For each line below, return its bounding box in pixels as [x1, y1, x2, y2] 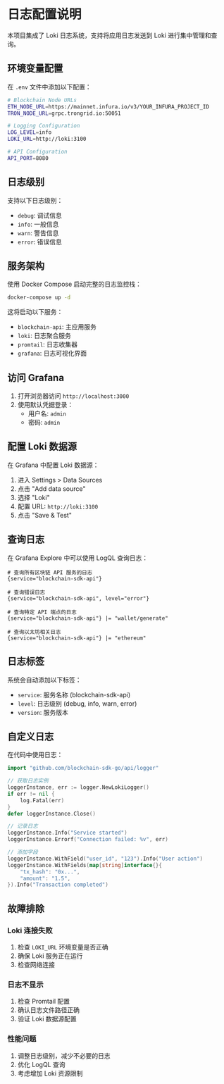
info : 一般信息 [17, 220, 59, 228]
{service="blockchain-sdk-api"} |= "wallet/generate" [7, 614, 169, 622]
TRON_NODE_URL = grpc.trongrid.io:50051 [7, 110, 121, 117]
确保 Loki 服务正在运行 [17, 952, 83, 960]
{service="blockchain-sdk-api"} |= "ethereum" [7, 635, 147, 642]
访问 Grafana [7, 371, 65, 384]
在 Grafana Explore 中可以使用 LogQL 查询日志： [7, 554, 149, 562]
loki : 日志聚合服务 [17, 332, 72, 340]
